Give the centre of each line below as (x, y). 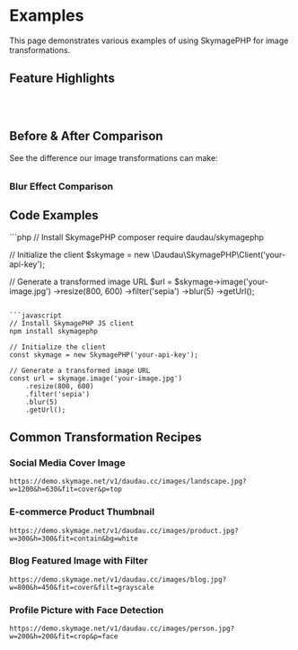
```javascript (36, 316)
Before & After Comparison (86, 136)
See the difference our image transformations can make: (114, 157)
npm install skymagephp (54, 331)
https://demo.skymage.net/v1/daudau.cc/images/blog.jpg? (118, 579)
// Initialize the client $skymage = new (79, 254)
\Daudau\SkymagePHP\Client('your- (218, 254)
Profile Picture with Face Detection (87, 610)
